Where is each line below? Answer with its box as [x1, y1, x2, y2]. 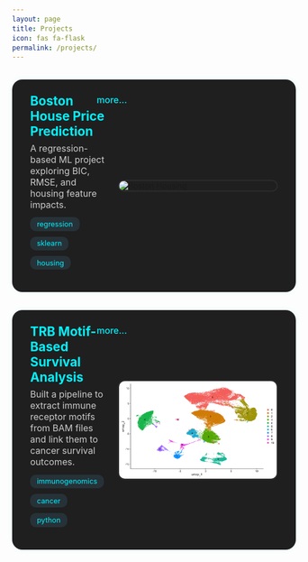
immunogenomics [37, 476, 98, 486]
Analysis [30, 369, 84, 385]
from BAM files [30, 421, 94, 434]
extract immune [30, 399, 97, 411]
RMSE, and [30, 176, 77, 189]
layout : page [12, 14, 61, 23]
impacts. [30, 198, 68, 211]
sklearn [37, 239, 63, 248]
